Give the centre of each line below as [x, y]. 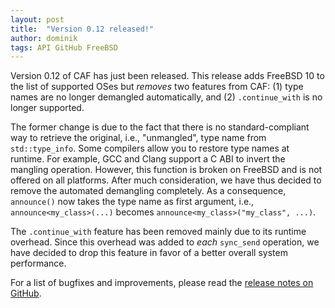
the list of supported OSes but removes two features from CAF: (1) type [157, 87]
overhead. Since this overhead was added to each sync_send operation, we [165, 242]
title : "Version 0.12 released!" [82, 29]
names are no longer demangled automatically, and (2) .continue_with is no [166, 97]
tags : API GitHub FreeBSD [64, 47]
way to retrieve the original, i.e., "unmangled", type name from [138, 138]
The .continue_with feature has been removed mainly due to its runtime [158, 232]
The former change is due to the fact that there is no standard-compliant [160, 127]
